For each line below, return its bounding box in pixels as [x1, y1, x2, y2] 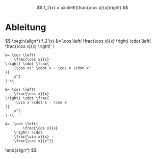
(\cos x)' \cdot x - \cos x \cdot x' [14, 65, 91, 71]
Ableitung [5, 22, 47, 33]
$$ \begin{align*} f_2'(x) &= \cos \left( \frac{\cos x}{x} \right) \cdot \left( [5, 38, 151, 44]
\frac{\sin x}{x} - [14, 134, 54, 139]
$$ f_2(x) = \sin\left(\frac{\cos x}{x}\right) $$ [36, 5, 129, 10]
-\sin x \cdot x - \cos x [14, 100, 67, 105]
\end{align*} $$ [5, 147, 37, 153]
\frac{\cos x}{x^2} [14, 138, 54, 143]
